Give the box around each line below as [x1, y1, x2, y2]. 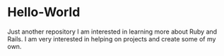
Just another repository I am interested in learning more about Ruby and [7, 27, 218, 36]
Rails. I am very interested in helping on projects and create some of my [7, 34, 216, 43]
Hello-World [7, 4, 81, 20]
